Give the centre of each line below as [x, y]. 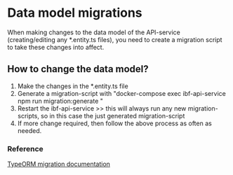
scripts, [28, 115]
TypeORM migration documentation [59, 164]
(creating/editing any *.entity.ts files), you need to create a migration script [115, 39]
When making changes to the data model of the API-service [94, 32]
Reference [25, 148]
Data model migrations [75, 13]
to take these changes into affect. [56, 47]
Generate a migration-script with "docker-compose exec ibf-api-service [121, 93]
